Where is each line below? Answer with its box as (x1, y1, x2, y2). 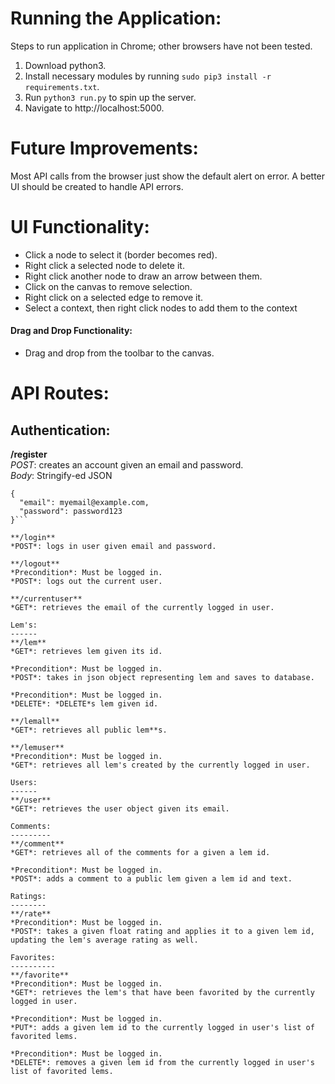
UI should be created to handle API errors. (10, 180, 184, 192)
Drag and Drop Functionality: (10, 325, 133, 337)
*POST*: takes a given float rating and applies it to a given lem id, (10, 927, 315, 937)
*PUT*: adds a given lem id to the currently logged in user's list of (10, 1023, 315, 1033)
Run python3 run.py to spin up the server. (24, 91, 197, 103)
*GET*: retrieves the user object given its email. (10, 804, 230, 814)
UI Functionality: (10, 216, 150, 239)
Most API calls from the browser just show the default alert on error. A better (10, 170, 326, 182)
